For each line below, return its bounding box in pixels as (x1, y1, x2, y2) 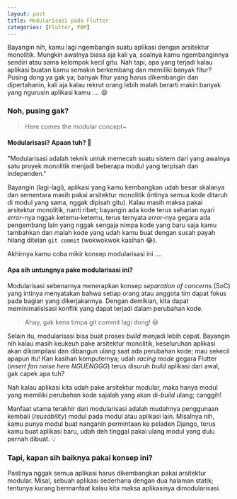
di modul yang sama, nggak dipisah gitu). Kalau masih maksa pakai (7, 198, 203, 207)
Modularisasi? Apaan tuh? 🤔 (7, 138, 92, 147)
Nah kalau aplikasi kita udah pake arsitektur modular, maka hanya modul (7, 383, 218, 392)
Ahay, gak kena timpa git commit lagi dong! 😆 (24, 318, 159, 327)
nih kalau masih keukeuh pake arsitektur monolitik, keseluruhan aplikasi (7, 339, 216, 348)
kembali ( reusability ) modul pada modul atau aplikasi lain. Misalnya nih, (7, 412, 215, 421)
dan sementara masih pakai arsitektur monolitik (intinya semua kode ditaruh (7, 190, 229, 199)
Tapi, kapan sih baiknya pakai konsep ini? (7, 453, 154, 462)
